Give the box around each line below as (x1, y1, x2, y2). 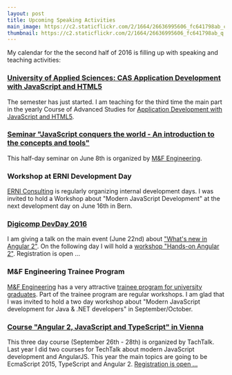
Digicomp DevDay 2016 (7, 219, 88, 229)
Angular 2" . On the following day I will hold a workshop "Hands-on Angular (7, 242, 220, 250)
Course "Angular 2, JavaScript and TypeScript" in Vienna (7, 322, 204, 331)
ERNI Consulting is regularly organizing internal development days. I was (7, 187, 214, 195)
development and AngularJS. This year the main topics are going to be (7, 353, 208, 361)
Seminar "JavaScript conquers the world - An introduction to (7, 130, 215, 139)
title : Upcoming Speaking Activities (7, 17, 116, 24)
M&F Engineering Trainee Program (7, 267, 125, 277)
